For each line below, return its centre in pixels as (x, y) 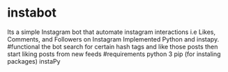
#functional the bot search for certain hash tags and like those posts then (113, 46)
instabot (32, 13)
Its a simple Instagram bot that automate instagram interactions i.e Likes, (112, 32)
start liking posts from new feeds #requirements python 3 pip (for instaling (114, 54)
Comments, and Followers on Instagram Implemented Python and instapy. (113, 39)
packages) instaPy (34, 61)
